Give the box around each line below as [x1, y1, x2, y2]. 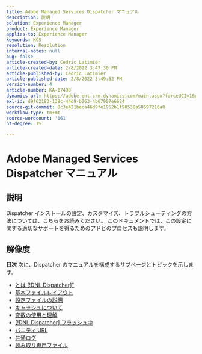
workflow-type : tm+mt [6, 110, 61, 116]
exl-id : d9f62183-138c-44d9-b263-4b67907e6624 [6, 98, 125, 104]
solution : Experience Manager [6, 20, 82, 26]
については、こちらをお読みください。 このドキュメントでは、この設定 [11, 217, 187, 225]
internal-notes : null [6, 48, 61, 54]
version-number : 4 [6, 82, 52, 88]
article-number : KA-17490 [6, 87, 71, 93]
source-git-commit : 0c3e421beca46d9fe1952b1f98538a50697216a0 [6, 104, 165, 110]
